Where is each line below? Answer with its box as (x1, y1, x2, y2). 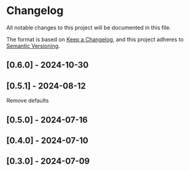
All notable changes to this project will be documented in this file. (6, 24, 172, 31)
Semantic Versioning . (6, 42, 60, 49)
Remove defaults (6, 97, 49, 104)
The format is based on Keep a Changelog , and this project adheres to (6, 35, 184, 43)
